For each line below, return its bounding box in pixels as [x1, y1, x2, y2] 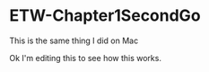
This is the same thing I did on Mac [9, 35, 139, 46]
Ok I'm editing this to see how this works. [9, 52, 161, 63]
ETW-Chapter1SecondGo [9, 5, 201, 26]
